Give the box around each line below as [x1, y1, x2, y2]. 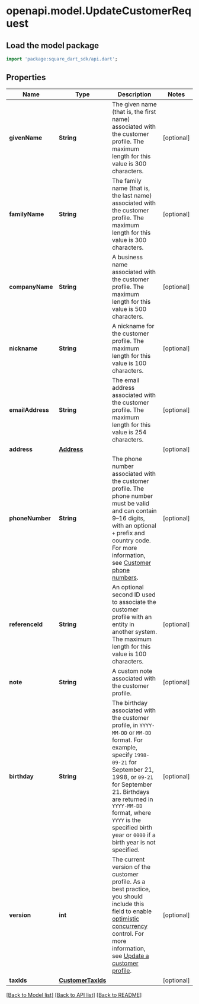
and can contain [111, 506, 157, 514]
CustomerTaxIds [59, 976, 107, 984]
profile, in [111, 721, 139, 729]
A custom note [111, 666, 153, 675]
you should [111, 892, 143, 900]
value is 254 [111, 428, 147, 436]
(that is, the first [111, 107, 156, 116]
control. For [111, 929, 144, 938]
